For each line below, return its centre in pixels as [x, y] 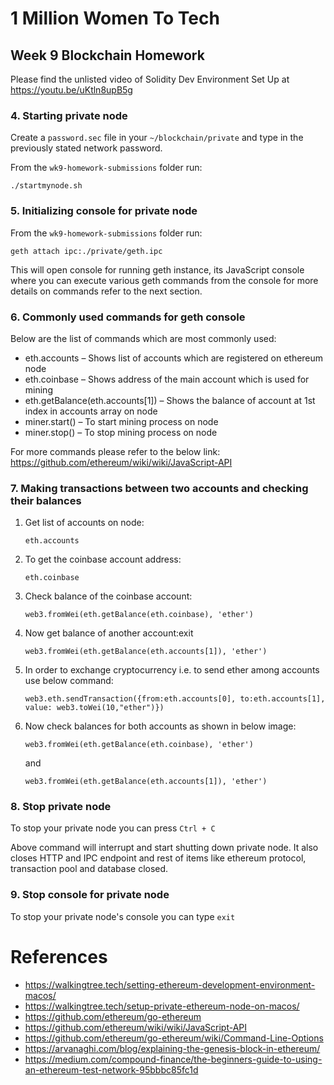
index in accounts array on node [91, 411]
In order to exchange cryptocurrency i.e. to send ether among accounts [172, 670]
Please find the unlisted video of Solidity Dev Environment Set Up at [150, 79]
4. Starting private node [69, 115]
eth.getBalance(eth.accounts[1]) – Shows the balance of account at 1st [170, 400]
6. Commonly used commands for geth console [128, 317]
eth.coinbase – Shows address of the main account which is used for [167, 379]
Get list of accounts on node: [84, 523]
